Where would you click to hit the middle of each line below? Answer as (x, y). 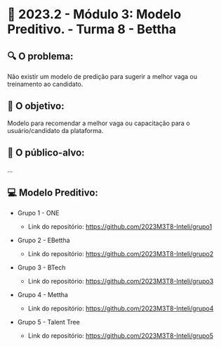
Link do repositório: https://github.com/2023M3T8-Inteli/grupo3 (121, 282)
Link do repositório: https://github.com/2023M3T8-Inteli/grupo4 (121, 308)
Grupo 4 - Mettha (43, 295)
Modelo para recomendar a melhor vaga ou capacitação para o (99, 123)
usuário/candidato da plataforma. (55, 130)
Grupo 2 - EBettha (43, 240)
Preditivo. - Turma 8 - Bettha (92, 29)
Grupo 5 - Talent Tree (49, 322)
